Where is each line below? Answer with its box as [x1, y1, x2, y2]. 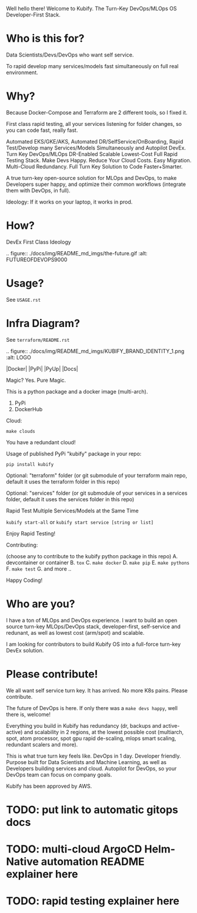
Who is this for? [6, 32, 85, 45]
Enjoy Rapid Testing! [6, 529, 56, 537]
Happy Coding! [6, 577, 43, 584]
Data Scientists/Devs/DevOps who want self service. [6, 51, 134, 58]
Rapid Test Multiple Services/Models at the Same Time [6, 507, 139, 514]
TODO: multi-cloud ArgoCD [6, 842, 142, 855]
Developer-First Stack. [6, 11, 61, 18]
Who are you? [6, 597, 75, 611]
